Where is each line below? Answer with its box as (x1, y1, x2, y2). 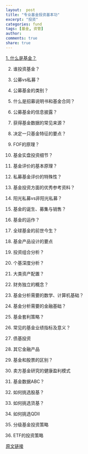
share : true (6, 41, 31, 46)
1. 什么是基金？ (6, 55, 37, 61)
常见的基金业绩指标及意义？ (13, 324, 71, 330)
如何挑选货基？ (13, 400, 44, 406)
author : (6, 31, 22, 36)
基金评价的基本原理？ (13, 163, 57, 169)
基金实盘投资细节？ (13, 152, 53, 158)
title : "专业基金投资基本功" (6, 12, 60, 17)
